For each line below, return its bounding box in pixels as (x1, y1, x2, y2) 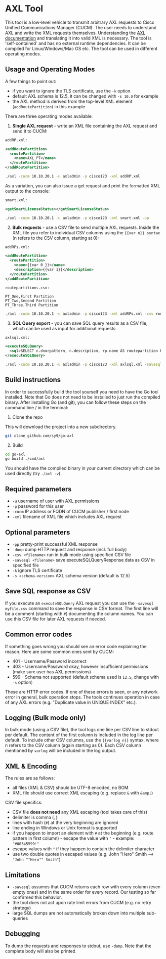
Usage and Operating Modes (5, 65, 95, 74)
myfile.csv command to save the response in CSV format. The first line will (5, 605, 158, 611)
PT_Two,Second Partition (5, 298, 56, 303)
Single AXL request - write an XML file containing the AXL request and (12, 123, 157, 129)
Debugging (5, 930, 41, 938)
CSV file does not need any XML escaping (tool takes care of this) (12, 809, 148, 815)
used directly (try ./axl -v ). (5, 471, 62, 477)
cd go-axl (5, 452, 26, 457)
